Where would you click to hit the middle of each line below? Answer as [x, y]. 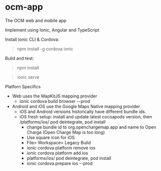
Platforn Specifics [23, 86]
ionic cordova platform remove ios [61, 148]
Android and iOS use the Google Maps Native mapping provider [76, 106]
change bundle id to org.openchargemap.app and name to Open [91, 127]
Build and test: [20, 58]
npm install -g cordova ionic [45, 49]
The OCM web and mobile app [36, 20]
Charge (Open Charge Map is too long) [66, 132]
